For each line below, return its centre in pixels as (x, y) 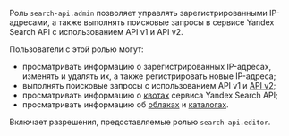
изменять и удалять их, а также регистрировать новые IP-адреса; (149, 76)
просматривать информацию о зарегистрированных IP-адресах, (147, 67)
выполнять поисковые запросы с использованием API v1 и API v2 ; (149, 85)
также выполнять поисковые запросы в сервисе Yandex (166, 22)
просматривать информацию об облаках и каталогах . (126, 105)
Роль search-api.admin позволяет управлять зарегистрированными (139, 13)
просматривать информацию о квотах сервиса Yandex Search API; (150, 95)
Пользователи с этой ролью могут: (77, 49)
